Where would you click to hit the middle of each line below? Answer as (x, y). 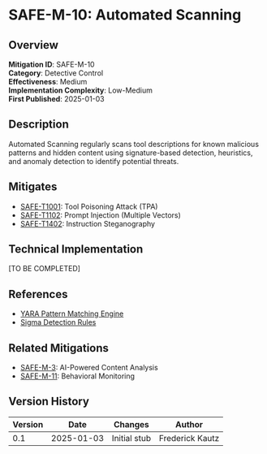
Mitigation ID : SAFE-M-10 (52, 64)
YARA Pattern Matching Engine (72, 313)
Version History (49, 402)
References (38, 294)
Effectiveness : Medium (48, 82)
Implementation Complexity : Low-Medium (80, 90)
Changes (131, 424)
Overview (34, 45)
